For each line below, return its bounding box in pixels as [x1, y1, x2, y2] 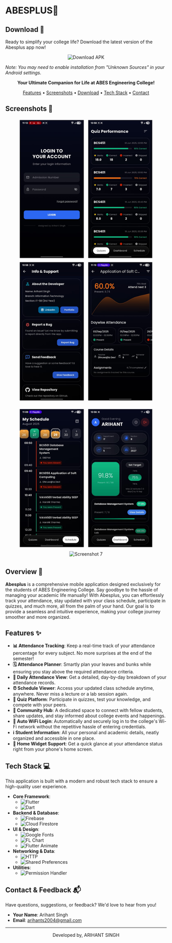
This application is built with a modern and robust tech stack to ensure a [5, 778, 158, 784]
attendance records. [12, 680, 56, 686]
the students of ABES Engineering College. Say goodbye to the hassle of [5, 586, 158, 593]
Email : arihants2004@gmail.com [12, 917, 82, 923]
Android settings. [5, 69, 42, 76]
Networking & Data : [12, 848, 55, 855]
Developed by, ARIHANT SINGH [52, 932, 120, 938]
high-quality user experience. [5, 784, 68, 790]
